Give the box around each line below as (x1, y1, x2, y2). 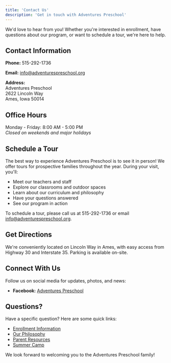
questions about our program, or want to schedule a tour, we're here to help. (5, 32, 166, 38)
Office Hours (5, 111, 47, 119)
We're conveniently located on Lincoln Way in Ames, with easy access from (5, 244, 164, 250)
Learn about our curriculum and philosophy (12, 189, 104, 195)
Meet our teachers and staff (12, 178, 72, 185)
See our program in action (12, 200, 68, 206)
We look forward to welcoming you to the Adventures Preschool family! (5, 352, 155, 358)
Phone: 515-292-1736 (5, 60, 52, 66)
